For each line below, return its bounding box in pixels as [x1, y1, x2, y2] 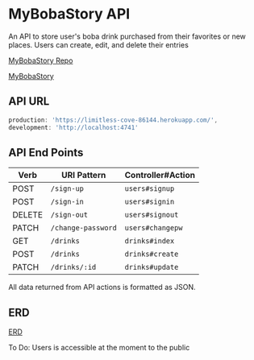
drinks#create [124, 250, 179, 259]
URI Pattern [61, 170, 106, 181]
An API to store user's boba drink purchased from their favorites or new [8, 31, 246, 41]
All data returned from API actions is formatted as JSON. [8, 283, 196, 292]
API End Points [8, 146, 84, 159]
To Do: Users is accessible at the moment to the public [8, 343, 190, 353]
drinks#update [124, 263, 179, 272]
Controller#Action [124, 170, 196, 181]
